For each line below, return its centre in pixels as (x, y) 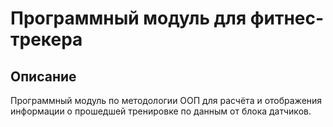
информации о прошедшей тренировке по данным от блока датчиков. (161, 111)
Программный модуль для (128, 18)
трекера (46, 39)
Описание (43, 76)
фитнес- (287, 18)
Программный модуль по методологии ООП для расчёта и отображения (166, 100)
